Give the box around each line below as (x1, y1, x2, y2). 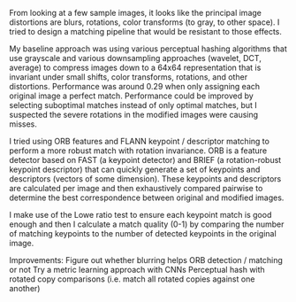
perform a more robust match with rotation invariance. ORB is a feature (9, 145, 268, 156)
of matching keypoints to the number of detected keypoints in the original (9, 228, 277, 238)
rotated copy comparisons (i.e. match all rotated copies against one (9, 274, 255, 284)
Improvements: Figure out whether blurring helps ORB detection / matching (9, 255, 283, 265)
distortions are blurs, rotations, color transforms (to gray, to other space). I (9, 17, 280, 27)
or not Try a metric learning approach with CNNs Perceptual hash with (9, 265, 265, 275)
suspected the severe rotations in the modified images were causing (9, 110, 259, 120)
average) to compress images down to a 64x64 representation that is (9, 62, 262, 73)
